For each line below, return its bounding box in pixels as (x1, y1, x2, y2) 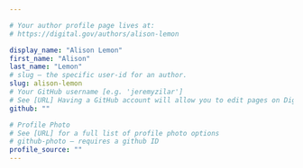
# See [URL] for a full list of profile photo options (9, 128, 220, 137)
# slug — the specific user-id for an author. (9, 71, 188, 80)
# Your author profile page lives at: (9, 21, 155, 30)
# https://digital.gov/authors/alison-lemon (9, 29, 179, 39)
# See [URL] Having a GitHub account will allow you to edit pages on (9, 95, 280, 104)
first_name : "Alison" (9, 54, 91, 63)
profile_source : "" (9, 146, 83, 155)
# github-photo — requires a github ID (9, 137, 160, 146)
